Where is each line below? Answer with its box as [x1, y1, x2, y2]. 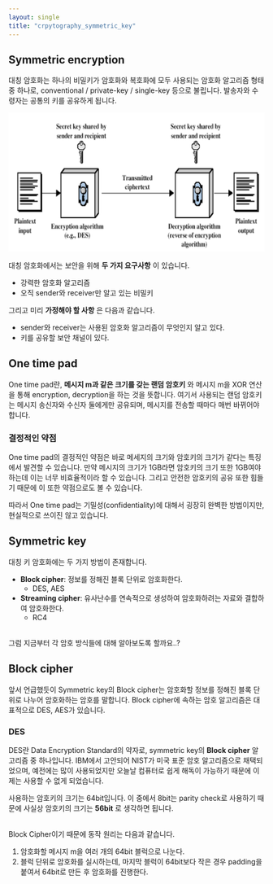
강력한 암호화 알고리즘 [19, 278, 91, 287]
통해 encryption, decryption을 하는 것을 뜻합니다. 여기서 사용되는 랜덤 [16, 389, 241, 399]
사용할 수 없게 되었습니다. [23, 776, 104, 786]
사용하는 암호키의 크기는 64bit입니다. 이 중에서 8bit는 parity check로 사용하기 [8, 794, 256, 803]
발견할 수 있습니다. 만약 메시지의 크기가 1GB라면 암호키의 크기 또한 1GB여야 [23, 462, 262, 472]
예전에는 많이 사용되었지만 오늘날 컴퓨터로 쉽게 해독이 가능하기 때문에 [32, 766, 252, 776]
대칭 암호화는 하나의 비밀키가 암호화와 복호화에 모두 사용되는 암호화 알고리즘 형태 [8, 76, 265, 85]
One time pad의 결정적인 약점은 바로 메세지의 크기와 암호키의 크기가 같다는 [8, 453, 246, 462]
